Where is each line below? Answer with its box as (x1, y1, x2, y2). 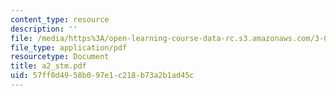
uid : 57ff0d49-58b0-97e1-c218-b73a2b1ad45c (10, 71, 195, 81)
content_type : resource (10, 14, 110, 25)
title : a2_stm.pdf (10, 61, 87, 71)
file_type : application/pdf (10, 42, 128, 53)
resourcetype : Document (10, 52, 110, 62)
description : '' (10, 24, 78, 34)
